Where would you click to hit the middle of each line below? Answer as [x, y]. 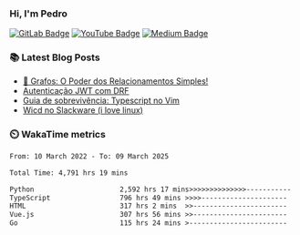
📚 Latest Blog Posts [55, 57]
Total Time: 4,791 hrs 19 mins [69, 173]
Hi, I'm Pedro [39, 14]
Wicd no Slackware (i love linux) [83, 110]
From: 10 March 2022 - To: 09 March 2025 [89, 156]
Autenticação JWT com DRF [76, 90]
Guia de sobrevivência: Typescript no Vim [101, 100]
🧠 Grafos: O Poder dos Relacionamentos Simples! [115, 81]
